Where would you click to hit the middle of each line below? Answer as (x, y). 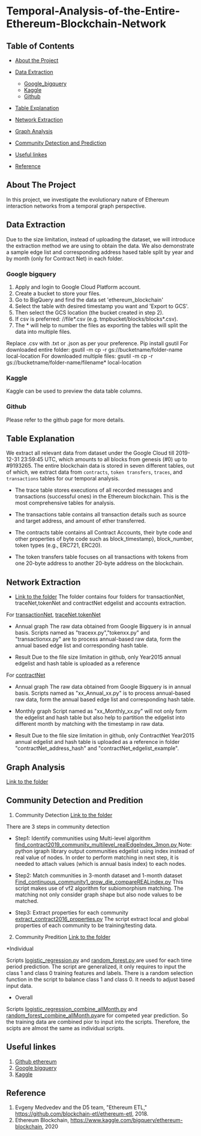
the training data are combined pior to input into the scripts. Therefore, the (98, 1021)
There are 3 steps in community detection (58, 826)
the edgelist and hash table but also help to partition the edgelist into (100, 718)
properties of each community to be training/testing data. (86, 925)
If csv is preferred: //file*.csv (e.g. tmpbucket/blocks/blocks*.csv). (96, 319)
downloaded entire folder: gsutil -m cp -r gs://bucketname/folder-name (94, 349)
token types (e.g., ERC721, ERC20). (58, 545)
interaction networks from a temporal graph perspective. (76, 206)
